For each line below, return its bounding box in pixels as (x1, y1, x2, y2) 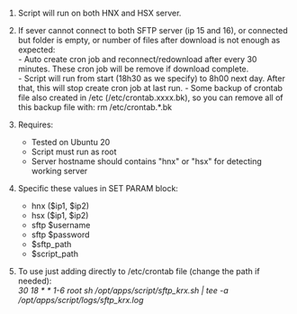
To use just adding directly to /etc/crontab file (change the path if (17, 266, 260, 276)
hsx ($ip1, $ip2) (31, 210, 89, 220)
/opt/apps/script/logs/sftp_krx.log (17, 295, 144, 305)
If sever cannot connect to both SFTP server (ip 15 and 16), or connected (17, 25, 288, 35)
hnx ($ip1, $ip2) (31, 200, 90, 211)
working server (31, 166, 88, 176)
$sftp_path (31, 239, 72, 249)
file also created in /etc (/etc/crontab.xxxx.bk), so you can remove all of (17, 92, 283, 103)
